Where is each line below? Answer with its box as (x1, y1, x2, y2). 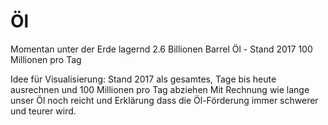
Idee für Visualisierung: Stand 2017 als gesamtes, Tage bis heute (10, 73, 277, 85)
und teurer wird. (10, 105, 77, 117)
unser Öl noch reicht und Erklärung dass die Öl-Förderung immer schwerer (10, 94, 319, 106)
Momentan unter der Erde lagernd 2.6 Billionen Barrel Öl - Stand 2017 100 (10, 43, 313, 55)
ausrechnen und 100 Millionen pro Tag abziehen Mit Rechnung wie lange (10, 83, 310, 95)
